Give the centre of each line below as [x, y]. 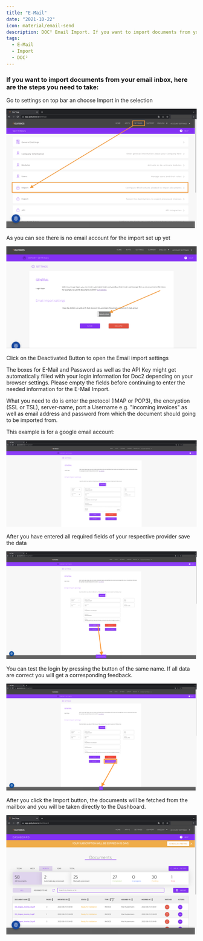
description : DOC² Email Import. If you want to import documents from [98, 32]
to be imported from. [32, 420]
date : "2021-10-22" [31, 19]
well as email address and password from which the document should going [101, 414]
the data [17, 543]
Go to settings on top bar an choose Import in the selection [79, 101]
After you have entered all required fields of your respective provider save [98, 536]
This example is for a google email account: [60, 432]
